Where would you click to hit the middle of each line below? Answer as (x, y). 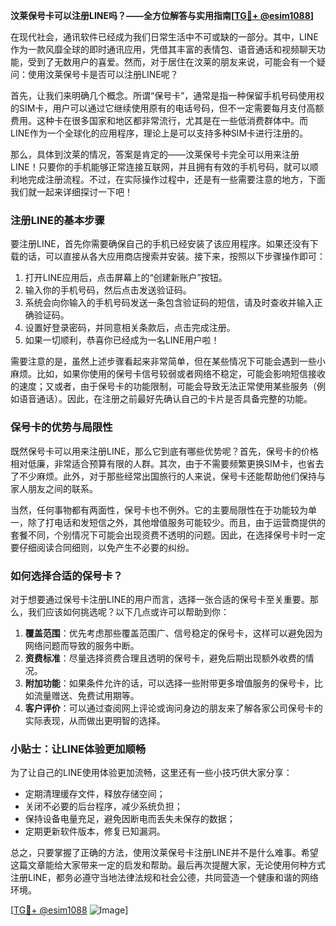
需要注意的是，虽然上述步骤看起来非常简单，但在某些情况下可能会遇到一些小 (168, 361)
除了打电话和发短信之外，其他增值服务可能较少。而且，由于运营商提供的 (176, 522)
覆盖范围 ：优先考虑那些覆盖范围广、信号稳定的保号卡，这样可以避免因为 (173, 633)
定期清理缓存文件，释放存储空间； (95, 794)
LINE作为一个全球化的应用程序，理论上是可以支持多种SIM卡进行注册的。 (159, 133)
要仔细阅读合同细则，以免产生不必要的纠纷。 (102, 547)
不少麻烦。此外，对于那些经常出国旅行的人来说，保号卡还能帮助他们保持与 (172, 476)
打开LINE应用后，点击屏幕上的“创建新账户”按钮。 (126, 278)
